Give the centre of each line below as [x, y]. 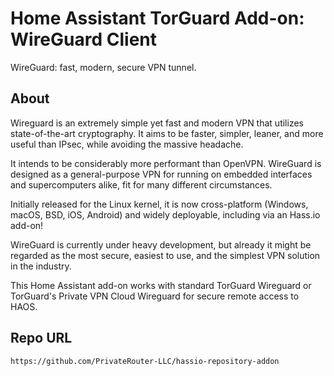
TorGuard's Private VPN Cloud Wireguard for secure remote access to [155, 296]
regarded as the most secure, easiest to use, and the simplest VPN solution [165, 255]
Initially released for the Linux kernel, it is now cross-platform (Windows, [159, 204]
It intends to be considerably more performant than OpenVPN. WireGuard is [166, 163]
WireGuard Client [83, 39]
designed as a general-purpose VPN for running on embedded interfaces [161, 174]
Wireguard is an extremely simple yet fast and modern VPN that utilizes [157, 123]
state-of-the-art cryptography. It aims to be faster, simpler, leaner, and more [167, 133]
